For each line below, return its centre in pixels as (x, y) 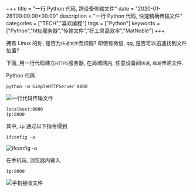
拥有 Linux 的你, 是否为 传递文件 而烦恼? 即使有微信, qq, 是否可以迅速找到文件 (97, 43)
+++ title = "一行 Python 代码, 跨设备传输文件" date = (70, 9)
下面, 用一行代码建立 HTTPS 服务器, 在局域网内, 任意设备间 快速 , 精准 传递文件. (95, 63)
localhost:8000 (25, 109)
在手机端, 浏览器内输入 (33, 160)
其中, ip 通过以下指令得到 (37, 126)
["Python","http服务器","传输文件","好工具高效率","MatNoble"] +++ (86, 31)
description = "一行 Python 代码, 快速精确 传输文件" (121, 16)
